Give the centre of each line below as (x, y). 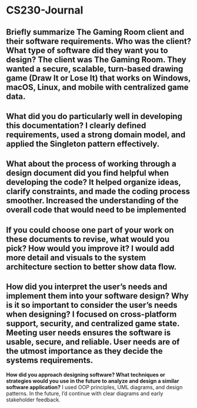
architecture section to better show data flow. (91, 266)
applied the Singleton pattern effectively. (83, 144)
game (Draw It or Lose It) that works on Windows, (98, 78)
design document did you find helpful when (88, 173)
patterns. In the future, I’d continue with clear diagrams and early (85, 393)
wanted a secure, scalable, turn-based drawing (95, 69)
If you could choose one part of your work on (90, 230)
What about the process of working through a (91, 164)
